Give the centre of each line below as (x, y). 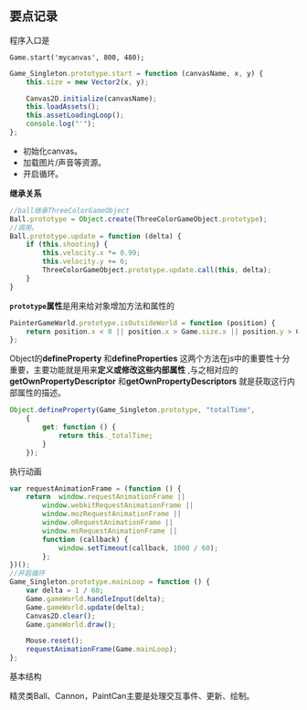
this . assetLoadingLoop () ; (75, 116)
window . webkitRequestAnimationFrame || (118, 505)
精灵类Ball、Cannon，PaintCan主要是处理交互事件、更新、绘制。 (132, 696)
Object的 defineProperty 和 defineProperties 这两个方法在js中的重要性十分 (150, 358)
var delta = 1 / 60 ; (65, 591)
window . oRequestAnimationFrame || (108, 523)
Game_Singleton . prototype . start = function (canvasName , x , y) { (136, 73)
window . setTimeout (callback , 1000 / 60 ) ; (138, 548)
